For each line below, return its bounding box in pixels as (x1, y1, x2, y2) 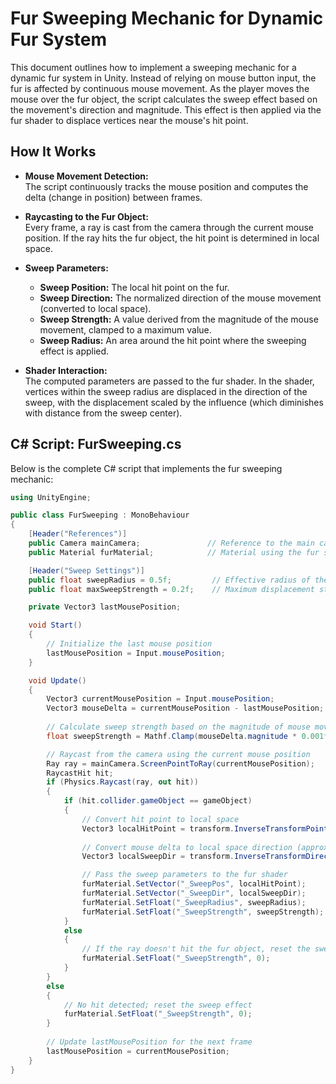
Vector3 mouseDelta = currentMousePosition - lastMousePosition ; (46, 703, 325, 714)
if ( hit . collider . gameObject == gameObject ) (63, 796, 253, 806)
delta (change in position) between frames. (24, 191, 203, 203)
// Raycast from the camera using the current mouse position (46, 749, 311, 759)
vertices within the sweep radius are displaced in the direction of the (24, 385, 308, 397)
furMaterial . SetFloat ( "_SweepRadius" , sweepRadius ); (81, 897, 307, 907)
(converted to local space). (39, 302, 152, 314)
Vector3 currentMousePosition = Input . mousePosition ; (46, 694, 275, 704)
